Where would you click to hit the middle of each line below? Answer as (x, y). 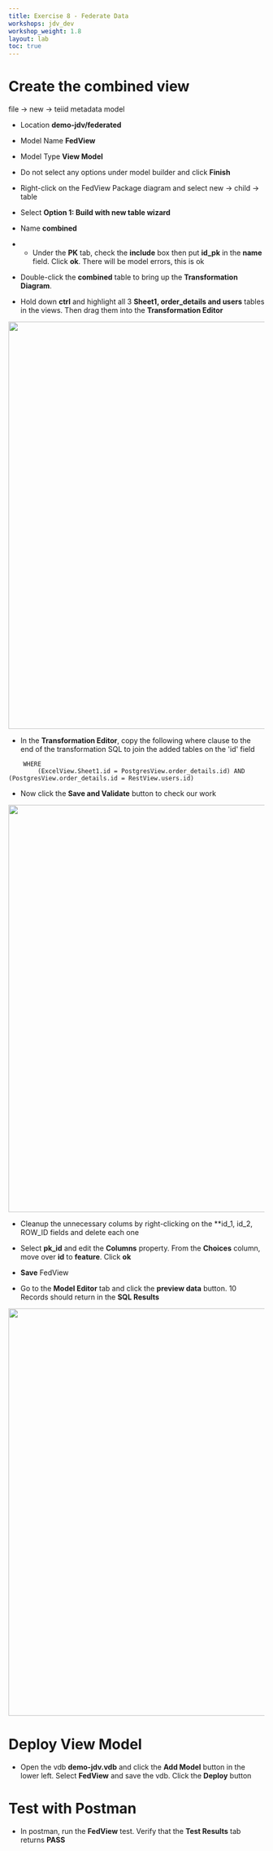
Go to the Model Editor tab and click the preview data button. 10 (128, 1289)
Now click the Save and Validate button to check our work (118, 794)
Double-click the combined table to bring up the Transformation (129, 277)
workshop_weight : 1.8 (45, 31)
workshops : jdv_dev (41, 24)
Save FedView (44, 1273)
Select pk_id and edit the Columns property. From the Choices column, (140, 1248)
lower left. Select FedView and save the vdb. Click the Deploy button (136, 1776)
